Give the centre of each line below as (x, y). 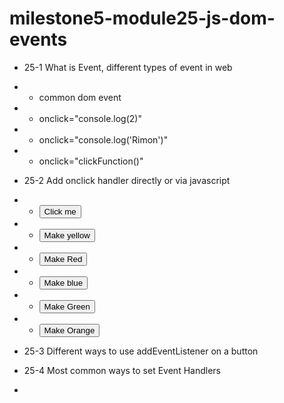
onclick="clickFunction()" (91, 161)
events (38, 39)
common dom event (80, 97)
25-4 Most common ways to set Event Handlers (122, 370)
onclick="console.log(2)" (90, 118)
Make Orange (69, 330)
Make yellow (67, 235)
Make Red (63, 258)
